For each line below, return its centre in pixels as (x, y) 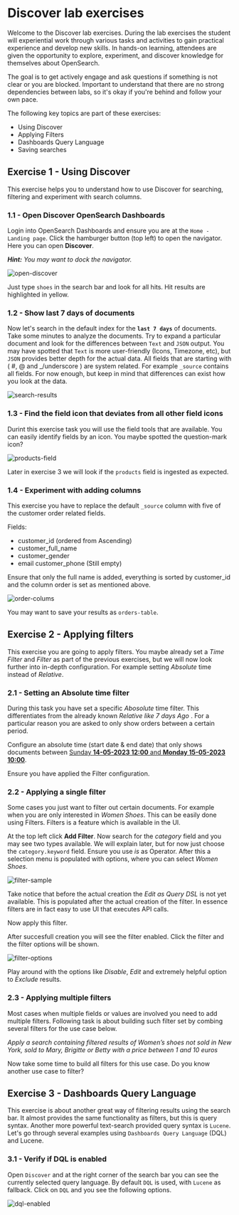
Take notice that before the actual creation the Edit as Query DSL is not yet (117, 894)
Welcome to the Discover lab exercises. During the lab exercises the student (119, 33)
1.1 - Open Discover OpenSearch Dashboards (86, 215)
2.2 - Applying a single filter (57, 792)
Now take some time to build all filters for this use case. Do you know (108, 1064)
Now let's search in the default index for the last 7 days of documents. (112, 328)
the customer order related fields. (57, 513)
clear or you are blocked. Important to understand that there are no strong (116, 84)
